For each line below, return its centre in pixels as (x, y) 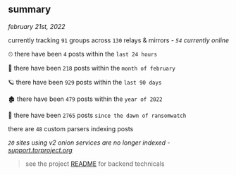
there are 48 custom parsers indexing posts (71, 128)
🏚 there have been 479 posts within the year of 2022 (85, 99)
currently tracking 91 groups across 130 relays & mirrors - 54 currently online (119, 40)
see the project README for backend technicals (95, 164)
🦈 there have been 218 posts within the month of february (92, 68)
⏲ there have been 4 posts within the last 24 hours (83, 54)
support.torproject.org (40, 150)
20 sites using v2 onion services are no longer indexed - (89, 143)
